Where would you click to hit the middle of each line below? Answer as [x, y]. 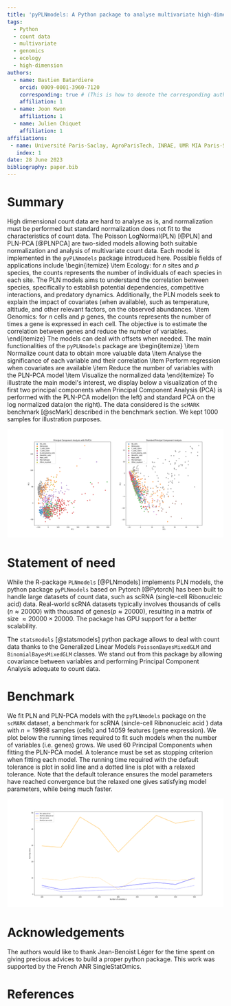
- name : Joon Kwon [40, 109]
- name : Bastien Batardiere [54, 80]
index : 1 [29, 153]
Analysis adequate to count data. [54, 668]
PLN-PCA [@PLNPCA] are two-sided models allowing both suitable [102, 243]
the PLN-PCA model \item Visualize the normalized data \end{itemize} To [111, 375]
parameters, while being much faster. [60, 789]
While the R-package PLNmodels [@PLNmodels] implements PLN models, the [115, 582]
